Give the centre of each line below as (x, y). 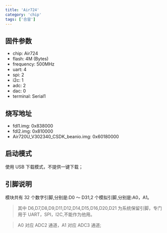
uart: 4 (19, 70)
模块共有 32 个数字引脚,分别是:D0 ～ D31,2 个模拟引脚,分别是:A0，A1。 (79, 197)
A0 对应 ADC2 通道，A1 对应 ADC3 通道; (60, 225)
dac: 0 (19, 91)
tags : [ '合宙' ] (20, 19)
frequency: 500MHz (33, 64)
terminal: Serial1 (29, 96)
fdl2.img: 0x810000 (33, 131)
